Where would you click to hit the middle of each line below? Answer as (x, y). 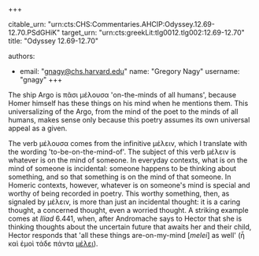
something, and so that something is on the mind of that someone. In (120, 177)
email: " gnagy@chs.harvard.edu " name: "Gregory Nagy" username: (129, 71)
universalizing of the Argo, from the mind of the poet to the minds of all (123, 112)
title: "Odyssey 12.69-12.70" (54, 41)
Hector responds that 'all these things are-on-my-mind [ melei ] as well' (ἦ (127, 235)
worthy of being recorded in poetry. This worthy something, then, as (119, 194)
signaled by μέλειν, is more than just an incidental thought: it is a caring (124, 202)
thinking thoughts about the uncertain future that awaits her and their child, (130, 227)
